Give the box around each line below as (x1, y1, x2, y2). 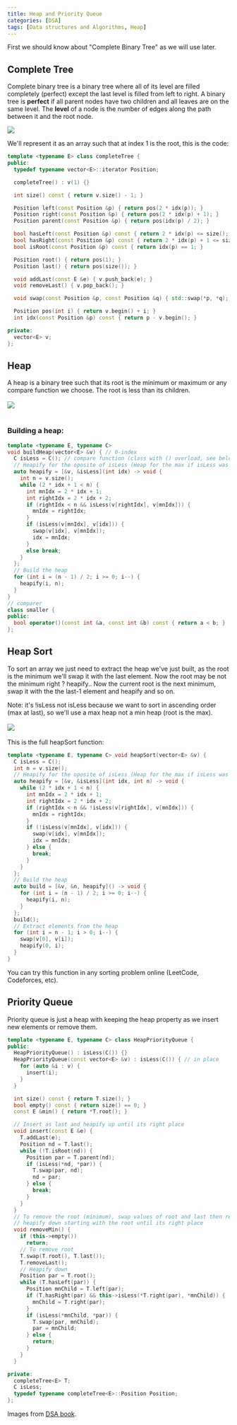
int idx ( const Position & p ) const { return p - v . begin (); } (13, 314, 197, 322)
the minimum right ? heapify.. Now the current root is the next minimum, (7, 679, 217, 688)
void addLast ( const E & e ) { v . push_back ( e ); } (13, 275, 153, 283)
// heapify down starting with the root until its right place (13, 1220, 203, 1227)
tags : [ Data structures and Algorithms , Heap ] (7, 23, 147, 30)
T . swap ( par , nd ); (32, 1167, 83, 1175)
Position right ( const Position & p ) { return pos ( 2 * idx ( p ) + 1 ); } (13, 211, 219, 218)
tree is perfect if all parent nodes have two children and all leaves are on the (7, 97, 229, 106)
